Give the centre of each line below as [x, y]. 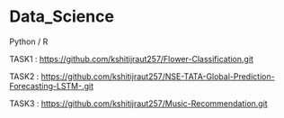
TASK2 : [24, 76]
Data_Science [62, 17]
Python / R [29, 41]
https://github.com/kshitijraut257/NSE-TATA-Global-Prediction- [158, 76]
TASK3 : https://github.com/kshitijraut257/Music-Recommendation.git [138, 103]
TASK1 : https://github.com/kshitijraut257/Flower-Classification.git [132, 59]
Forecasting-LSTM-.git [52, 86]
